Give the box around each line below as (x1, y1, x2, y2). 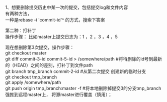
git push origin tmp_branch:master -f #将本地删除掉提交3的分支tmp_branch (5, 85, 161, 91)
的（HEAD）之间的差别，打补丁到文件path (5, 62, 93, 68)
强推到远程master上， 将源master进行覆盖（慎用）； (5, 91, 112, 97)
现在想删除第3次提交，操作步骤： (5, 44, 74, 50)
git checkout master (5, 50, 47, 56)
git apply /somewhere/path (5, 79, 61, 85)
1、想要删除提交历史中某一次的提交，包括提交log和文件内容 (5, 4, 128, 10)
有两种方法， (5, 10, 32, 16)
